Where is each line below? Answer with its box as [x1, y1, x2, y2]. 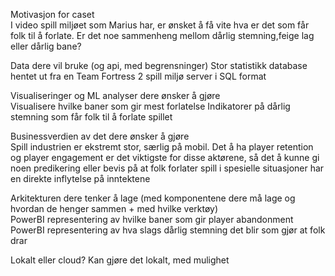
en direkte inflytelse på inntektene [10, 173, 151, 184]
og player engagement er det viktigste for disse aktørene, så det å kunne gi [10, 152, 320, 163]
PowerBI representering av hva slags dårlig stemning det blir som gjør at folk [10, 224, 326, 236]
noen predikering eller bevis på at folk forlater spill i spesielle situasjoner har [10, 162, 325, 174]
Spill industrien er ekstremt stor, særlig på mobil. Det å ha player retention [10, 141, 314, 153]
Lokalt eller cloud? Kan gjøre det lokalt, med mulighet [10, 254, 230, 266]
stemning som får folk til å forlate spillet [10, 111, 173, 123]
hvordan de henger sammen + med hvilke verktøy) [10, 203, 219, 214]
